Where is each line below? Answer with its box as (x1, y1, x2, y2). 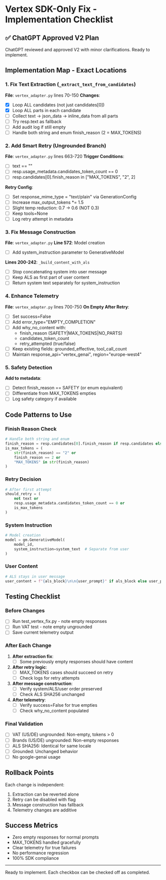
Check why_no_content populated (19, 708, 89, 714)
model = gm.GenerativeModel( (5, 537, 65, 542)
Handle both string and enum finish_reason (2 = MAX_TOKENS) (12, 130, 142, 135)
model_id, (14, 542, 35, 547)
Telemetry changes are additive (12, 807, 77, 813)
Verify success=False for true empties (19, 702, 98, 708)
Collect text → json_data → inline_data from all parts (12, 113, 119, 119)
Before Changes (5, 607, 45, 614)
